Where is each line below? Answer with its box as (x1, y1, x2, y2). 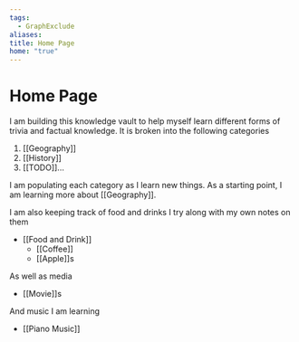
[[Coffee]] (35, 243, 74, 254)
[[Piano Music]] (22, 323, 81, 335)
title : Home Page (9, 38, 75, 48)
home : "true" (9, 47, 59, 56)
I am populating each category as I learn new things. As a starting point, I (9, 180, 283, 191)
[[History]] (22, 153, 62, 164)
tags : (9, 13, 30, 23)
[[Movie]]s (22, 289, 62, 299)
